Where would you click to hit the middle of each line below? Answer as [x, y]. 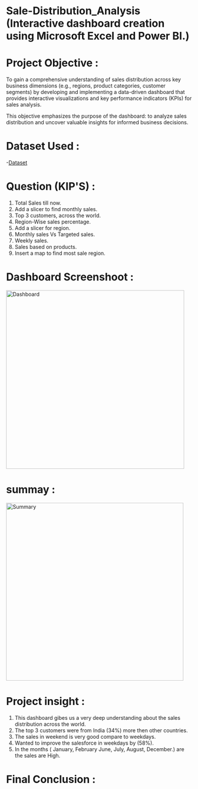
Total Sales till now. [38, 203]
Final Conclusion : [51, 780]
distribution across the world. [50, 724]
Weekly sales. [32, 240]
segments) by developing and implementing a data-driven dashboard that [95, 92]
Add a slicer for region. [42, 228]
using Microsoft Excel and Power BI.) [98, 36]
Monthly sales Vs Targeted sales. [55, 234]
